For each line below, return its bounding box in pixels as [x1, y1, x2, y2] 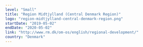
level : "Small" [5, 7, 37, 12]
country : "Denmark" [5, 35, 46, 40]
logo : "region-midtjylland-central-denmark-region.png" [5, 16, 123, 21]
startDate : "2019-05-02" [5, 21, 57, 26]
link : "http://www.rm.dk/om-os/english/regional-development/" [5, 30, 139, 35]
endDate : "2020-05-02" [5, 25, 52, 30]
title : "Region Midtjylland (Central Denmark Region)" [5, 12, 121, 17]
